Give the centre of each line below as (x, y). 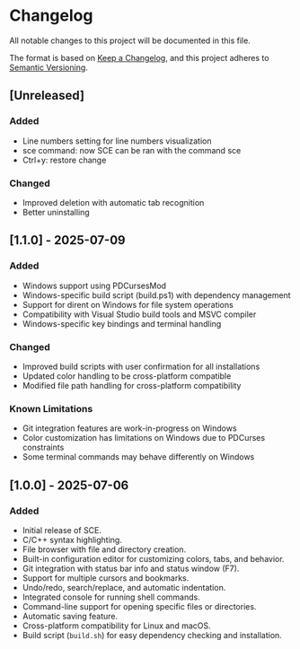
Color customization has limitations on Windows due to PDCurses (144, 438)
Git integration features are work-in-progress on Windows (129, 428)
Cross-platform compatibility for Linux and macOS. (116, 626)
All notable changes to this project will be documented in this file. (130, 40)
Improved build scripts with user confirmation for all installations (141, 366)
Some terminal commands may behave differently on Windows (138, 457)
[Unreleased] (47, 96)
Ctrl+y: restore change (64, 160)
